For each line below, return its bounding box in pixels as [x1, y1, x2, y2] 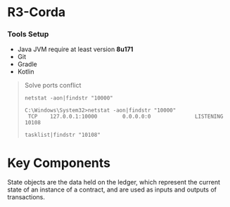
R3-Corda [7, 4, 66, 20]
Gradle [17, 60, 37, 69]
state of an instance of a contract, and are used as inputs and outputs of [7, 185, 217, 194]
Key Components [7, 155, 111, 171]
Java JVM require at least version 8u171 [17, 45, 134, 53]
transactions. [7, 193, 46, 201]
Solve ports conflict [24, 81, 82, 90]
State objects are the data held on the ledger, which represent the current [7, 178, 220, 187]
